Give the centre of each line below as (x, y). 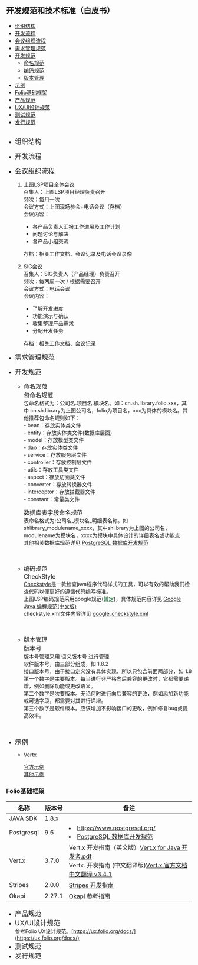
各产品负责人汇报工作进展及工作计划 (76, 227)
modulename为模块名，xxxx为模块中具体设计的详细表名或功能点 (102, 535)
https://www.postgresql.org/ (116, 828)
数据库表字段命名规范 (53, 513)
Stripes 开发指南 (91, 885)
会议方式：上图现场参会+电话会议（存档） (74, 207)
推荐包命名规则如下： (55, 418)
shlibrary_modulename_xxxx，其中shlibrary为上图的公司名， (97, 528)
